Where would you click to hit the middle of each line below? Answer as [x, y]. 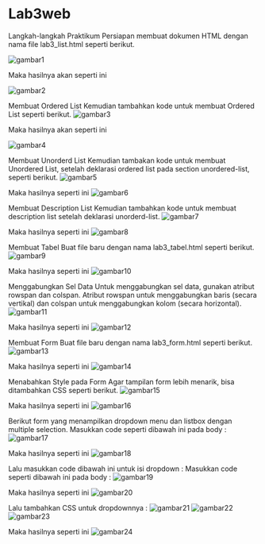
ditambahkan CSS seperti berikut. [63, 390]
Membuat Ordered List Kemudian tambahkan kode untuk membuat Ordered [132, 106]
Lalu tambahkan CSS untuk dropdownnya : [78, 507]
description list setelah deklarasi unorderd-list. [84, 216]
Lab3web [40, 14]
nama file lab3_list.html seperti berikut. [71, 44]
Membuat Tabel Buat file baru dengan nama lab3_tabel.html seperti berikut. [131, 247]
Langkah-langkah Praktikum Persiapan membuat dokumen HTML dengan [128, 36]
